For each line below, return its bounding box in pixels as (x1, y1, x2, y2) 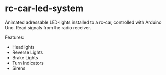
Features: (5, 34, 25, 40)
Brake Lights (12, 54, 38, 60)
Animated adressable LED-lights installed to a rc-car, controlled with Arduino (5, 19, 162, 25)
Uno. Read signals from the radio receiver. (5, 24, 91, 30)
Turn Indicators (12, 60, 44, 66)
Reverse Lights (12, 49, 43, 55)
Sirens (12, 65, 26, 71)
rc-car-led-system (5, 3, 84, 14)
